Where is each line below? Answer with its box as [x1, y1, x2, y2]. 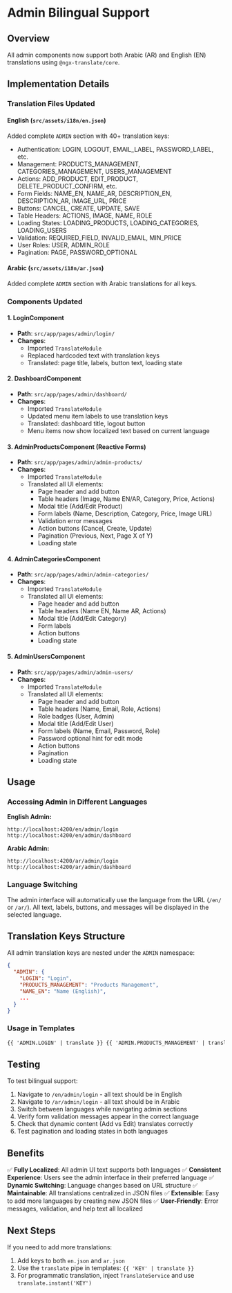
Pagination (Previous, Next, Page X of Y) [37, 531, 153, 540]
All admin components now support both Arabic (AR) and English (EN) [7, 51, 206, 59]
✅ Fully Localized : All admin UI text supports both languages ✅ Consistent [7, 1166, 222, 1174]
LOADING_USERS [17, 226, 67, 234]
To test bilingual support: [7, 1077, 78, 1085]
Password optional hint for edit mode [37, 734, 143, 742]
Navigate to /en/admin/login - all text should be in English [17, 1090, 182, 1099]
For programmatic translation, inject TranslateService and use [17, 1272, 195, 1280]
